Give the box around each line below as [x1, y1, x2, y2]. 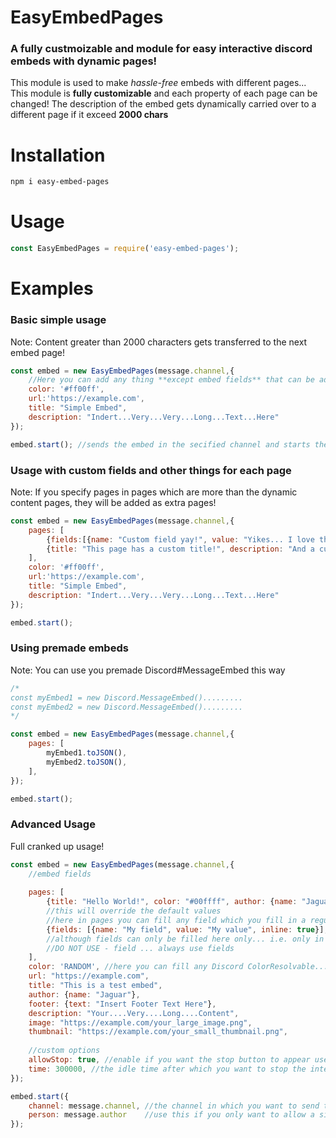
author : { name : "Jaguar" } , [28, 989, 141, 1000]
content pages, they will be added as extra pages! [10, 496, 217, 508]
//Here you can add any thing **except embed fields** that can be [28, 375, 315, 385]
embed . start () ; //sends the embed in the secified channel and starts [10, 439, 311, 450]
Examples [10, 277, 94, 300]
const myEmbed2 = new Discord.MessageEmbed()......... [10, 702, 244, 712]
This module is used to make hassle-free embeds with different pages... [10, 77, 307, 89]
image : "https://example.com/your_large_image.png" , [28, 1017, 253, 1028]
